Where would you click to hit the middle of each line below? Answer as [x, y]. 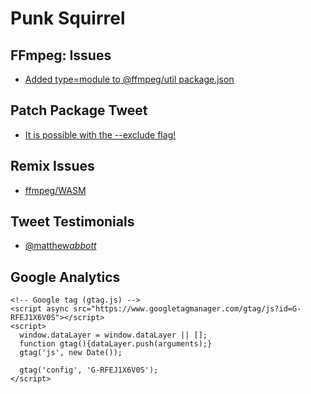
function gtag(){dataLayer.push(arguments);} [116, 344]
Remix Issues [52, 166]
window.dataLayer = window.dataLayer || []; [113, 335]
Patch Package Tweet [79, 110]
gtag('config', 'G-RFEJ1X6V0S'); [89, 370]
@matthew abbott [60, 246]
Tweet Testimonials [72, 222]
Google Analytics [65, 277]
